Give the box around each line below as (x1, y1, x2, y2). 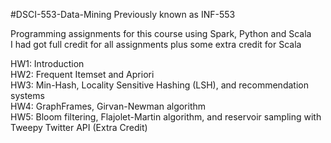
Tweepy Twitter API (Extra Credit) (10, 122, 148, 133)
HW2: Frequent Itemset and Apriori (10, 69, 155, 80)
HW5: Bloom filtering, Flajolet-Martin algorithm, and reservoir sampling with (10, 111, 322, 123)
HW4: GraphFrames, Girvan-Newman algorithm (10, 100, 207, 112)
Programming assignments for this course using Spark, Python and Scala (10, 28, 312, 39)
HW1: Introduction (10, 58, 85, 69)
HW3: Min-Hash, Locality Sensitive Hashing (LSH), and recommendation (10, 79, 309, 91)
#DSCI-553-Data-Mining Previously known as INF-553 (10, 9, 236, 20)
